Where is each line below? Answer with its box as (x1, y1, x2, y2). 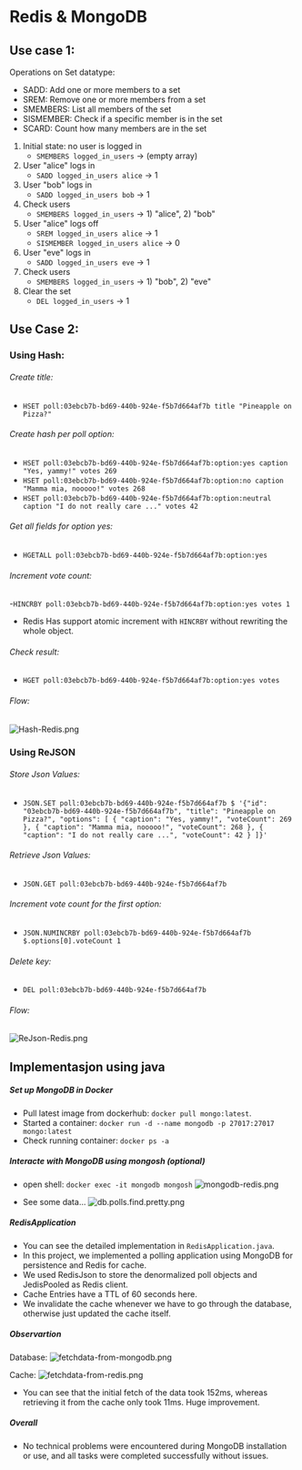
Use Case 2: (9, 321, 79, 338)
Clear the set (22, 286, 71, 297)
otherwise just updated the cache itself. (22, 1308, 171, 1319)
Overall (9, 1417, 38, 1428)
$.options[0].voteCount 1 (22, 937, 121, 946)
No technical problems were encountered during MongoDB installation (22, 1440, 287, 1451)
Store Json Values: (9, 769, 80, 780)
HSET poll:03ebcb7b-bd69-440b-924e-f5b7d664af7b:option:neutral (22, 493, 272, 502)
